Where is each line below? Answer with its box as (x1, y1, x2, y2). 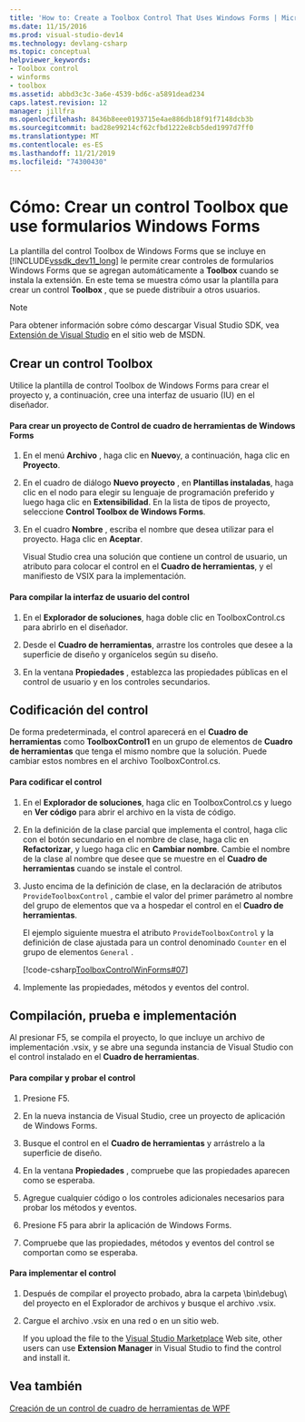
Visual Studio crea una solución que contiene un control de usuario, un (22, 552, 288, 563)
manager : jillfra (9, 107, 75, 116)
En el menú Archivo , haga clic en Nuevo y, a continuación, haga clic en (22, 450, 290, 461)
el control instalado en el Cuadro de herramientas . (9, 1051, 200, 1062)
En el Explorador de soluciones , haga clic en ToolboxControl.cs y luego (22, 797, 292, 807)
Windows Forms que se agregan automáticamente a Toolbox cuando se (9, 265, 280, 276)
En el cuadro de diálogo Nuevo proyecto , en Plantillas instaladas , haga (22, 477, 294, 488)
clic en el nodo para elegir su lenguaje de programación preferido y (22, 487, 275, 498)
